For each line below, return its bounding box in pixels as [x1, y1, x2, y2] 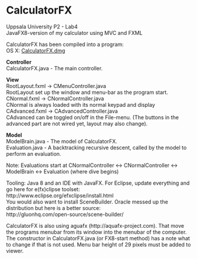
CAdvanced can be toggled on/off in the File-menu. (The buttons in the [6, 113, 179, 121]
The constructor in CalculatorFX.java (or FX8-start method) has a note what [6, 234, 191, 242]
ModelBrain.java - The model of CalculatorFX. [6, 137, 118, 145]
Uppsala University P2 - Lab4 [6, 23, 78, 30]
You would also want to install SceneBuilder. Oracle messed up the [6, 198, 168, 205]
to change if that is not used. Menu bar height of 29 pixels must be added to [6, 241, 191, 248]
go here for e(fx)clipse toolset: [6, 185, 80, 192]
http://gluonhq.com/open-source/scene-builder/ [6, 211, 124, 218]
